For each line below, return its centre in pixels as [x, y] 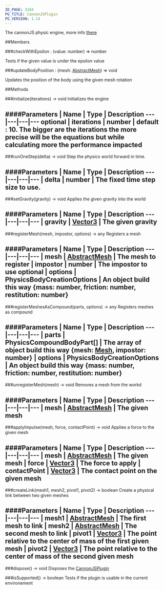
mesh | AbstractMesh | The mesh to [100, 257]
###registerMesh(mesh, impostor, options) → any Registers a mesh [73, 234]
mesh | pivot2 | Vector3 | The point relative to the [81, 549]
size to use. [23, 187]
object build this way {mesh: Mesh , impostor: [76, 350]
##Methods [17, 89]
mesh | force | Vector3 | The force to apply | [73, 463]
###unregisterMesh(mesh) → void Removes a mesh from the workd [73, 385]
